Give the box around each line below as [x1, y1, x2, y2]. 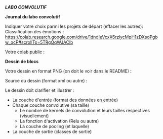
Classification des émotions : [5, 29, 64, 34]
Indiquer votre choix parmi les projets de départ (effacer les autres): [5, 23, 143, 29]
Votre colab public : [5, 49, 45, 55]
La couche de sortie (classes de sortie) [12, 129, 92, 135]
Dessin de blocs [5, 59, 39, 64]
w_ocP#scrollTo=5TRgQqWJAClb [5, 39, 73, 45]
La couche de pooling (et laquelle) [19, 124, 89, 129]
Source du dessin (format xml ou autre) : [5, 78, 87, 83]
